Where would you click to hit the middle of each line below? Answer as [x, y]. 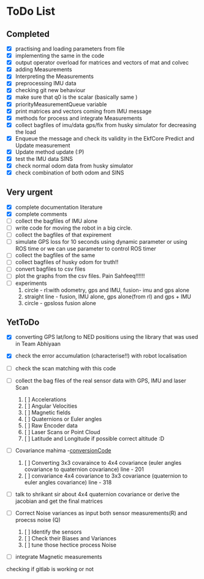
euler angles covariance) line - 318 [68, 482]
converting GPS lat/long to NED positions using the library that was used [107, 337]
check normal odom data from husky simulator [74, 165]
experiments [31, 283]
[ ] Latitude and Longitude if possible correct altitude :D [94, 438]
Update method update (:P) [50, 152]
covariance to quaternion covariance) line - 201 [84, 469]
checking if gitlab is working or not [50, 569]
